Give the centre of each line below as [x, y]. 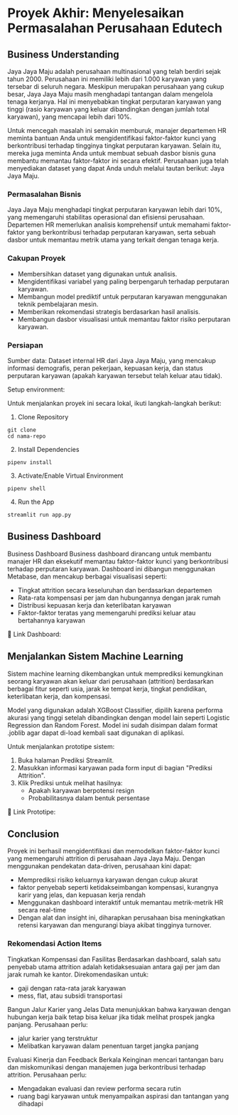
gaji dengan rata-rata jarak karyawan [72, 988]
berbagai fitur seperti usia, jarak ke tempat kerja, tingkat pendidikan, [107, 689]
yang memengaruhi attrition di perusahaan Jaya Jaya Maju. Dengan [107, 858]
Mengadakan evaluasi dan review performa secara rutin [99, 1088]
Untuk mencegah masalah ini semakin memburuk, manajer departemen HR [117, 130]
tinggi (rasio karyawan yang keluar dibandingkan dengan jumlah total [108, 109]
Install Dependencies [48, 449]
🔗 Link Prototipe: [32, 812]
